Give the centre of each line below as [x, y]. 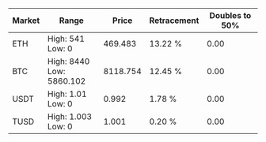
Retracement [174, 21]
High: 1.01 [67, 94]
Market [26, 21]
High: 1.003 [70, 116]
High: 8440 [68, 61]
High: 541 [66, 39]
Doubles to [230, 15]
